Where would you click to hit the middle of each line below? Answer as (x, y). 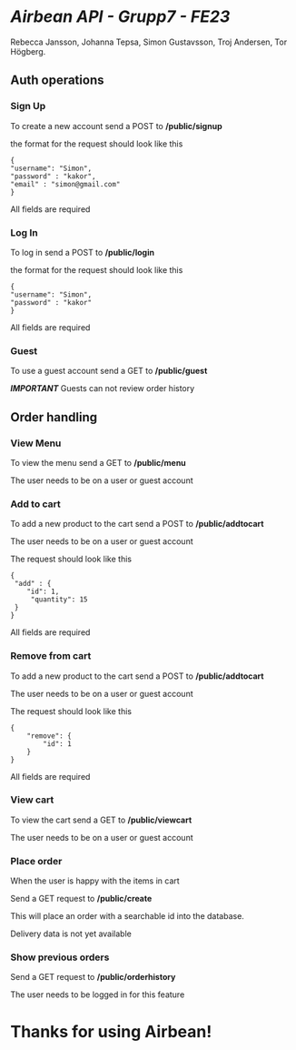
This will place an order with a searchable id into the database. (127, 916)
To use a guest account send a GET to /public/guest (109, 371)
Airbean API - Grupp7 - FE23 (120, 17)
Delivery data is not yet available (71, 934)
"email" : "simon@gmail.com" (65, 184)
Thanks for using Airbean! (111, 1031)
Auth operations (57, 81)
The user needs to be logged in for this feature (98, 994)
